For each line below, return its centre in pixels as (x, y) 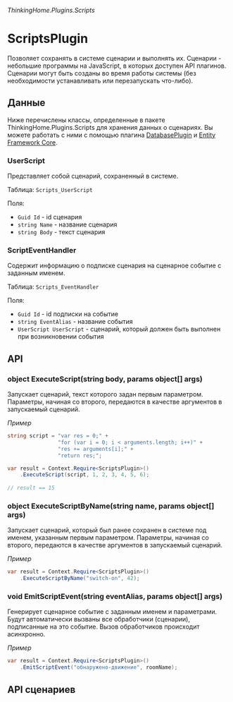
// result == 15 (31, 488)
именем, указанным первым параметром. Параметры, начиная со (108, 538)
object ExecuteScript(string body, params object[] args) (105, 379)
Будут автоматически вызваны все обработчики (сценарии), (99, 619)
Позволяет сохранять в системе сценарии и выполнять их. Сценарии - (114, 58)
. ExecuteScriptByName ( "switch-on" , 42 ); (80, 579)
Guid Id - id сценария (50, 217)
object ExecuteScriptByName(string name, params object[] (111, 506)
